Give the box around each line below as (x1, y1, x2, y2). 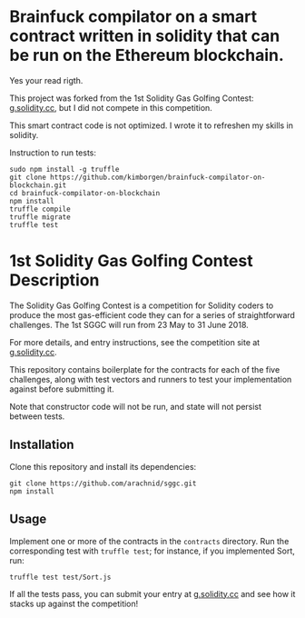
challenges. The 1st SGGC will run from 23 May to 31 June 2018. (9, 319, 250, 330)
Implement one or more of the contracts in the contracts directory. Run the (9, 535, 290, 546)
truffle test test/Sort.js (9, 573, 112, 582)
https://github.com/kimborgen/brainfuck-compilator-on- (49, 173, 266, 182)
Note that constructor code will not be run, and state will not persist (9, 401, 261, 412)
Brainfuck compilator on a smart (9, 6, 258, 27)
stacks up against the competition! (9, 598, 139, 609)
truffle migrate (9, 212, 71, 222)
